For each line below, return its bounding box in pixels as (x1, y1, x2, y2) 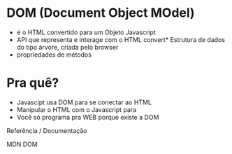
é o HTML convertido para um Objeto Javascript (16, 28, 157, 36)
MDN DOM (6, 140, 38, 148)
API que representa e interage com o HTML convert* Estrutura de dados (16, 35, 225, 43)
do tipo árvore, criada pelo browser (16, 43, 119, 51)
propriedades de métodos (16, 50, 92, 59)
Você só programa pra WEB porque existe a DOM (16, 113, 159, 121)
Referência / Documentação (6, 126, 87, 134)
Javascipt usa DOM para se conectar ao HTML (16, 98, 152, 106)
